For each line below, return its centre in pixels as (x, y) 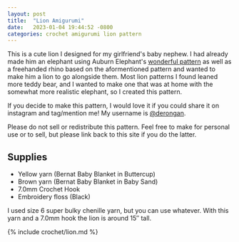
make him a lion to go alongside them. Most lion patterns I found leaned (113, 77)
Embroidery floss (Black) (54, 197)
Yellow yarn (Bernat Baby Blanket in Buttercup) (86, 174)
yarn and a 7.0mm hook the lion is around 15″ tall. (80, 219)
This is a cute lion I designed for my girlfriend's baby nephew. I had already (118, 54)
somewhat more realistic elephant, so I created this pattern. (95, 92)
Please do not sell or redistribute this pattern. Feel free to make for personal (119, 127)
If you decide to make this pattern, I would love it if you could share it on (113, 106)
